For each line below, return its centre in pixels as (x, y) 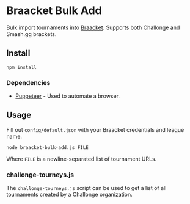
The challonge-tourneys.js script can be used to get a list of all (86, 188)
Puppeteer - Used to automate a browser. (68, 96)
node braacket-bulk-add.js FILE (47, 147)
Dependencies (28, 82)
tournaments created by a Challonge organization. (69, 195)
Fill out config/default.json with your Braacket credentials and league (95, 129)
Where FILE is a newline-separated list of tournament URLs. (82, 159)
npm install (21, 67)
